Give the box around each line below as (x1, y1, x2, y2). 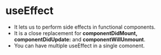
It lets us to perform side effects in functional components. (13, 23, 156, 30)
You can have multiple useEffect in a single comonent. (13, 42, 145, 49)
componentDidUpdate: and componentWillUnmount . (13, 36, 146, 43)
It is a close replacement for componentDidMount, (13, 29, 138, 36)
